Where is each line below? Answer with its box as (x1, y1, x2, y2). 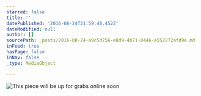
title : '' (6, 15, 32, 21)
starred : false (6, 9, 45, 15)
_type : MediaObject (6, 60, 56, 66)
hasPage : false (6, 49, 45, 55)
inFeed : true (6, 43, 40, 50)
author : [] (6, 32, 34, 38)
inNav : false (6, 54, 40, 61)
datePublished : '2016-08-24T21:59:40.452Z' (6, 20, 119, 26)
